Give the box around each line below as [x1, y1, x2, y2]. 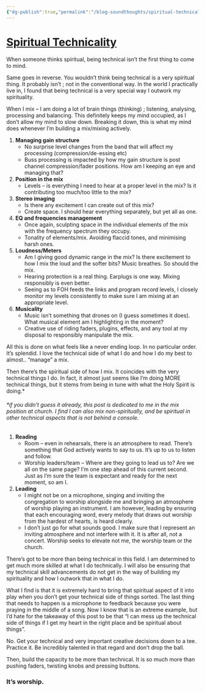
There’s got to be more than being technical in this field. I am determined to [6, 555, 195, 563]
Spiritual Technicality [6, 35, 117, 49]
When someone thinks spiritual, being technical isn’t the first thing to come [6, 56, 195, 63]
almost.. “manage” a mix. [6, 355, 69, 363]
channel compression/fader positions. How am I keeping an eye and [24, 162, 196, 170]
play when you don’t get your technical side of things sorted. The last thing [6, 593, 195, 600]
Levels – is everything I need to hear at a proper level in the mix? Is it [24, 181, 196, 189]
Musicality [15, 305, 43, 312]
